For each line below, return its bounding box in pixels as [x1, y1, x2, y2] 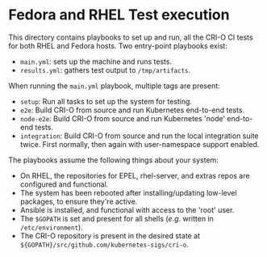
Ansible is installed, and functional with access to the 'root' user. [19, 204, 235, 215]
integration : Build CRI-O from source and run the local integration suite [19, 131, 260, 141]
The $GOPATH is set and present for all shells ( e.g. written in [19, 213, 214, 223]
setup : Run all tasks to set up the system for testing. [19, 96, 192, 106]
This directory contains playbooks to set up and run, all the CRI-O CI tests [8, 32, 253, 42]
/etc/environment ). [19, 222, 83, 232]
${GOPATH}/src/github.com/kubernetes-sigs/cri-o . [19, 239, 190, 249]
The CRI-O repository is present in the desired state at [19, 230, 200, 240]
